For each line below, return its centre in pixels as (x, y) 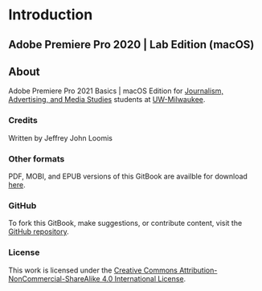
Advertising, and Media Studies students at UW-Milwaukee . (107, 100)
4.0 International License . (144, 278)
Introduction (51, 15)
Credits (23, 121)
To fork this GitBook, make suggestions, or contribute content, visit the (125, 223)
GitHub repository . (39, 232)
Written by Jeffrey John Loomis (60, 137)
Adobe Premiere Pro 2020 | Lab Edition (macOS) (131, 45)
